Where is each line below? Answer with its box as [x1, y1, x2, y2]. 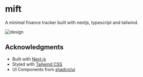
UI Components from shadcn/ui [12, 66, 75, 72]
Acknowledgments [5, 43, 64, 52]
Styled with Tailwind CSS [12, 61, 62, 67]
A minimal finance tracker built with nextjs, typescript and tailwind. [5, 19, 139, 25]
